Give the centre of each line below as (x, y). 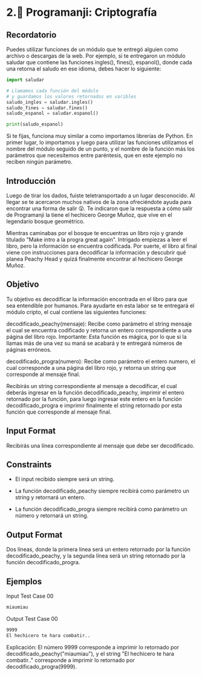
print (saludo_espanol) (35, 125)
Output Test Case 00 (32, 618)
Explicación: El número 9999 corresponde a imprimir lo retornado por (93, 647)
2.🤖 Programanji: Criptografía (82, 12)
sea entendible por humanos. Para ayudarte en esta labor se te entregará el (100, 306)
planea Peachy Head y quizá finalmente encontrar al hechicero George (95, 259)
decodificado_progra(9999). (42, 666)
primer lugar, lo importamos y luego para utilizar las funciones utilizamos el (100, 143)
